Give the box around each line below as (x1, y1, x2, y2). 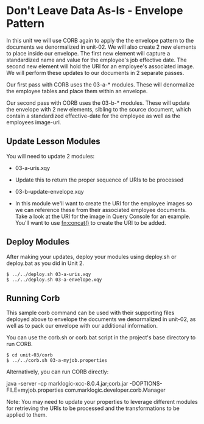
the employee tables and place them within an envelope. (6, 87, 148, 94)
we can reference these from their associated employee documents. (15, 206, 187, 213)
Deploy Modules (6, 237, 70, 247)
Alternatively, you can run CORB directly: (6, 368, 109, 375)
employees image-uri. (6, 118, 62, 125)
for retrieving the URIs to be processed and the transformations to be (6, 405, 180, 412)
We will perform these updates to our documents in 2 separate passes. (6, 69, 185, 76)
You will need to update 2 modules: (6, 152, 95, 160)
